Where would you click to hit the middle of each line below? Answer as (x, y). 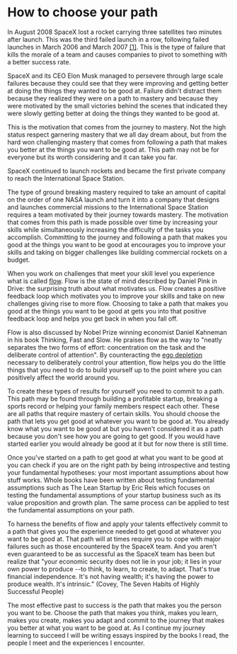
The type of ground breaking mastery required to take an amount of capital (117, 192)
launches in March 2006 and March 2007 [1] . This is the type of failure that (116, 47)
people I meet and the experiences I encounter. (76, 643)
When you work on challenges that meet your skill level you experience (111, 273)
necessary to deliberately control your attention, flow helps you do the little (117, 362)
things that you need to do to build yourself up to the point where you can (115, 369)
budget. (19, 260)
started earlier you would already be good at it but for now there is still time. (118, 444)
